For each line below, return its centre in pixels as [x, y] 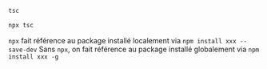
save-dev [23, 50]
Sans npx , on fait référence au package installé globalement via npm [149, 49]
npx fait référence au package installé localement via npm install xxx [123, 40]
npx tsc [21, 25]
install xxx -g [34, 57]
